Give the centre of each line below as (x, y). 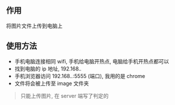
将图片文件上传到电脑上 (34, 26)
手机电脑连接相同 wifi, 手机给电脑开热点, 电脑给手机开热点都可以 (92, 61)
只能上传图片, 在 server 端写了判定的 (64, 96)
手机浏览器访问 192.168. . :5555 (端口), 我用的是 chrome (80, 76)
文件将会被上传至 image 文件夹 (52, 83)
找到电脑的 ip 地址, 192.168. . (48, 69)
